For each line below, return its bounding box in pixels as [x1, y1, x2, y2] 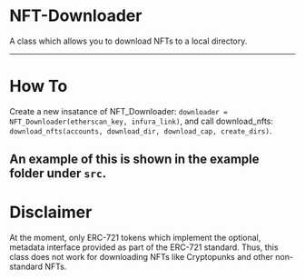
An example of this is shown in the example [9, 152, 260, 167]
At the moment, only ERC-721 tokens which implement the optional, [9, 233, 261, 244]
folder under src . [9, 165, 107, 182]
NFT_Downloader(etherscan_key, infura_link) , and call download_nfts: [9, 115, 274, 126]
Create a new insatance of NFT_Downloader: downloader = [9, 105, 229, 116]
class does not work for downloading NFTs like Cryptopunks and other [9, 252, 274, 263]
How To [9, 76, 68, 96]
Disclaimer [9, 202, 93, 223]
